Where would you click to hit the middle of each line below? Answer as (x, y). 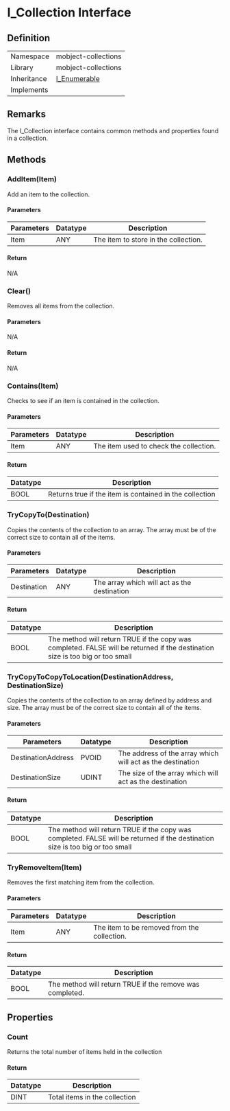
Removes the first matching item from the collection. (81, 882)
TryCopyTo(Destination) (48, 515)
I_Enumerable (78, 79)
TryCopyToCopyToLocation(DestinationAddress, (90, 676)
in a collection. (28, 138)
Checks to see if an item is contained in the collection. (83, 400)
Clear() (19, 291)
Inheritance (29, 79)
